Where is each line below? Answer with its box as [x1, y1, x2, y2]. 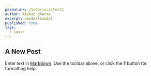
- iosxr [9, 30, 25, 34]
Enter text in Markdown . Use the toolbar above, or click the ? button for [5, 60, 147, 66]
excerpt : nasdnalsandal [5, 16, 53, 21]
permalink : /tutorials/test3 [5, 7, 64, 12]
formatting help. [5, 65, 37, 71]
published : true [5, 20, 38, 26]
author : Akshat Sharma [5, 12, 51, 16]
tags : [5, 25, 16, 30]
